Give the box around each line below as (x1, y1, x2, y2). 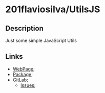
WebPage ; (12, 65, 35, 72)
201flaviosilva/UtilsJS (5, 4, 100, 15)
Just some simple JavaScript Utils (5, 37, 77, 43)
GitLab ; (12, 77, 28, 83)
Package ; (12, 71, 33, 77)
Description (5, 24, 44, 33)
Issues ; (20, 82, 36, 88)
